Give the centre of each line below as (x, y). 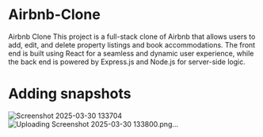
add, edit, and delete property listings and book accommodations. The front (132, 44)
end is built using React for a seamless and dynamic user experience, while (131, 53)
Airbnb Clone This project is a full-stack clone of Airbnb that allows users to (132, 36)
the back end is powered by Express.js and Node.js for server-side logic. (127, 62)
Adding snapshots (70, 94)
